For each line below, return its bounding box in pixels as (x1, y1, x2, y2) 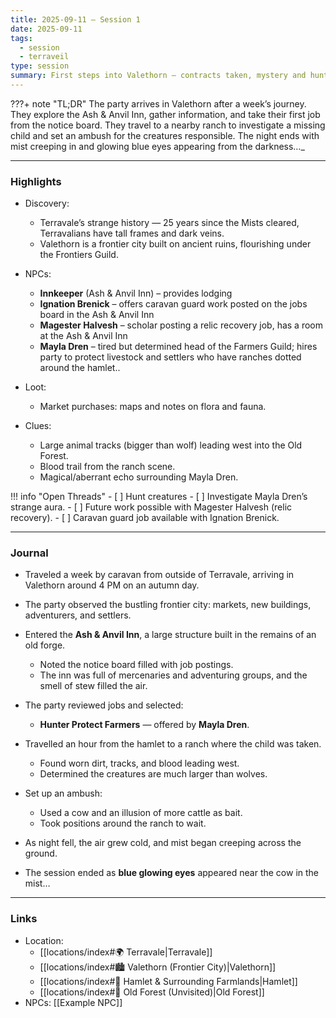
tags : (10, 33, 33, 43)
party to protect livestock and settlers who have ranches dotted (39, 351, 302, 363)
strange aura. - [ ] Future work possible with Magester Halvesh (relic (10, 501, 293, 513)
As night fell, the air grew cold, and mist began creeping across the (24, 837, 302, 849)
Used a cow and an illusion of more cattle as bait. (39, 807, 243, 819)
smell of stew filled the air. (39, 680, 148, 692)
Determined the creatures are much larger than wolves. (39, 768, 268, 780)
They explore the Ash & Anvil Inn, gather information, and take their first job (10, 108, 321, 120)
